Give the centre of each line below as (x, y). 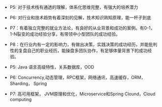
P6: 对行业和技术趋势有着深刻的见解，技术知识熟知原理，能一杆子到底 (80, 18)
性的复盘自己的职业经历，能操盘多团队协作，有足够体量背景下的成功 (79, 51)
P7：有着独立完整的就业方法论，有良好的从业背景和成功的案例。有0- (79, 28)
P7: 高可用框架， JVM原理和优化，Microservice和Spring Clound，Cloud (82, 94)
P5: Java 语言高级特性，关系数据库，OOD (52, 67)
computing (21, 99)
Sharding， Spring (28, 84)
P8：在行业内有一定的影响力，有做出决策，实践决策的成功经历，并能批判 (83, 44)
